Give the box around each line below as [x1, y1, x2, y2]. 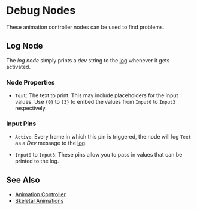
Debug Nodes [6, 4, 76, 17]
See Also [6, 175, 40, 185]
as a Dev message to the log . [14, 139, 87, 147]
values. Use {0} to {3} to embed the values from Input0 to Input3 [14, 98, 175, 106]
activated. [6, 63, 31, 70]
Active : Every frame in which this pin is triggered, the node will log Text [14, 133, 192, 140]
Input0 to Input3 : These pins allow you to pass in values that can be [14, 151, 183, 158]
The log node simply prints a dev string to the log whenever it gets [6, 56, 170, 64]
